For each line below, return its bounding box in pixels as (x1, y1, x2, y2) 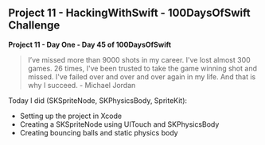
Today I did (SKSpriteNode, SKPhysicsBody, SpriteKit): (8, 95, 188, 105)
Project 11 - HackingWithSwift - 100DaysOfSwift (8, 6, 251, 20)
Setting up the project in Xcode (19, 111, 122, 120)
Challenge (8, 19, 60, 32)
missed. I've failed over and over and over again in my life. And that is (27, 71, 256, 82)
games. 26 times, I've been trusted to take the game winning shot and (27, 63, 257, 73)
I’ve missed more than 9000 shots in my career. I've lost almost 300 (27, 55, 251, 64)
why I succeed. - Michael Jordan (27, 80, 136, 90)
